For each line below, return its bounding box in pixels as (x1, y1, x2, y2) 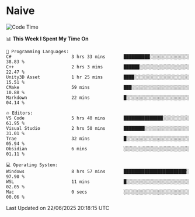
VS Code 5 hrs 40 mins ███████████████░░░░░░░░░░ (6, 115, 190, 121)
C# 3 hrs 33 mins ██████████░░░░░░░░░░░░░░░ (6, 54, 190, 60)
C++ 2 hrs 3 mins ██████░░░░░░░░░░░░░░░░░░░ (6, 64, 190, 70)
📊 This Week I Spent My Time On (6, 35, 89, 42)
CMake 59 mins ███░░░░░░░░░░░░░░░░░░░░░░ (6, 84, 190, 90)
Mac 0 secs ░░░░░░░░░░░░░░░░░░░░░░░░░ (6, 189, 190, 195)
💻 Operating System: (6, 162, 58, 168)
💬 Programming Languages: (6, 49, 69, 54)
